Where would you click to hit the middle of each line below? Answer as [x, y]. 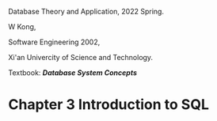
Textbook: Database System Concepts [72, 73]
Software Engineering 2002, [54, 42]
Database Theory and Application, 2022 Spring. [86, 11]
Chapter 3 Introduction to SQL [109, 105]
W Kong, [22, 26]
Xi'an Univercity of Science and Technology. [80, 57]
